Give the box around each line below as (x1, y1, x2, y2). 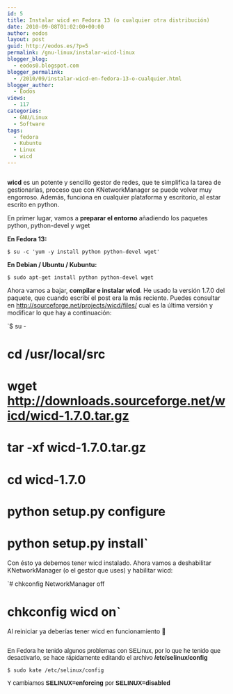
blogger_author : (7, 82, 54, 89)
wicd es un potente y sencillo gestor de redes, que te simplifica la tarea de (7, 178, 221, 186)
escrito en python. (7, 200, 60, 209)
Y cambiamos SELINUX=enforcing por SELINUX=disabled (7, 679, 170, 687)
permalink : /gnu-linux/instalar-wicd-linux (7, 50, 136, 56)
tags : (7, 127, 23, 134)
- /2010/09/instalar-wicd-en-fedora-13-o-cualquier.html (13, 75, 182, 82)
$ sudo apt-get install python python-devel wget (7, 273, 154, 281)
